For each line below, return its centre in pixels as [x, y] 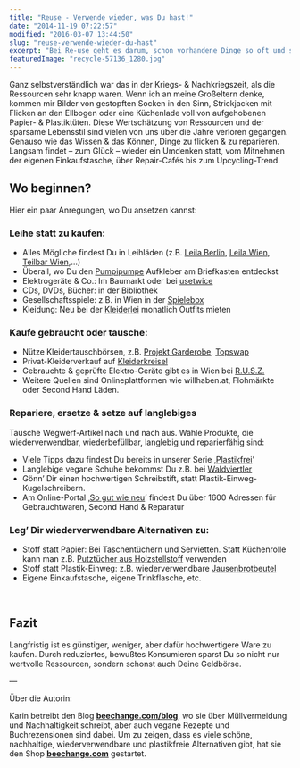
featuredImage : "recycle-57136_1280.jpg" [87, 59]
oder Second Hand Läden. [71, 390]
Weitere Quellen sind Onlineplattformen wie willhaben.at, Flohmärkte [148, 380]
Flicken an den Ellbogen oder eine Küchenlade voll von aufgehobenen [137, 113]
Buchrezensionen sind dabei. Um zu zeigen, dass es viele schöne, [131, 734]
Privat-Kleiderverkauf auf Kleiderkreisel [95, 362]
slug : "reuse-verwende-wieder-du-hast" [83, 42]
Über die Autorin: [41, 698]
